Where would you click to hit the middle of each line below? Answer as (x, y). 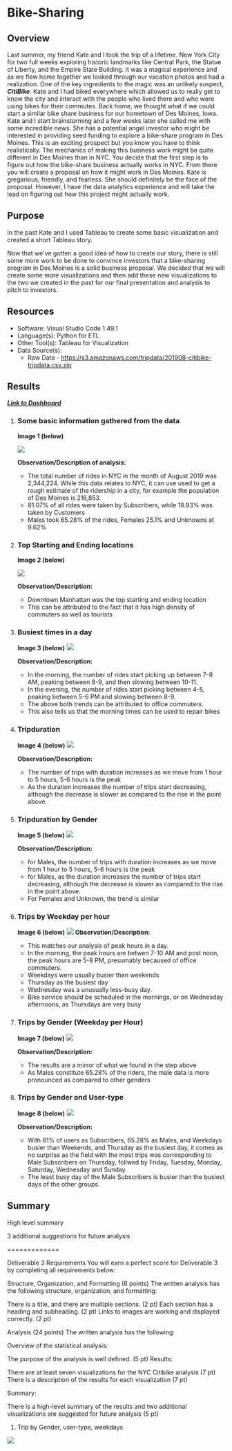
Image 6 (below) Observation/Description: (84, 933)
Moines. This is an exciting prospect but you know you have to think (104, 143)
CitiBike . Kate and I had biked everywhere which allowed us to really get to (114, 91)
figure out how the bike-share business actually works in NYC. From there (112, 165)
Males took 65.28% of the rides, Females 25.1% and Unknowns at (121, 520)
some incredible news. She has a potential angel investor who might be (108, 128)
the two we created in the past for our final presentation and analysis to (109, 282)
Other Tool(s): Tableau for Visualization (73, 342)
